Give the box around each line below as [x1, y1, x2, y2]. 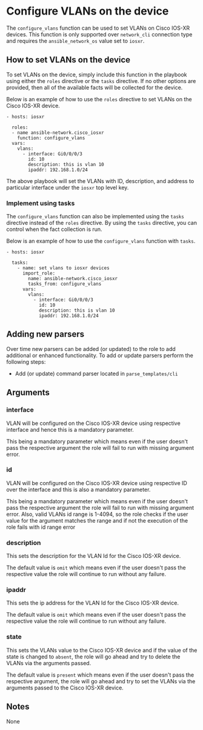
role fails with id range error [6, 523, 76, 531]
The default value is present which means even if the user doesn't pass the [6, 671, 195, 678]
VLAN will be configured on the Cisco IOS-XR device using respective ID [6, 479, 188, 486]
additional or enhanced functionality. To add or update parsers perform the [6, 352, 194, 359]
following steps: [6, 358, 46, 365]
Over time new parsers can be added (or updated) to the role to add [6, 345, 176, 352]
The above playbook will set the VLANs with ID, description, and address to [6, 177, 195, 184]
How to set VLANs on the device [6, 55, 131, 65]
